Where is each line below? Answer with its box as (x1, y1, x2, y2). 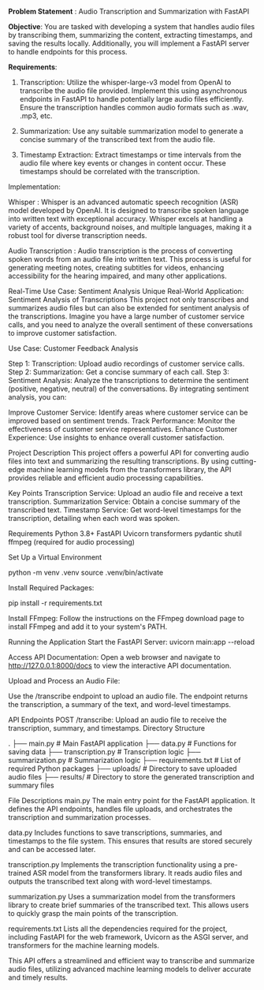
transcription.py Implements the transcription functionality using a (8, 860, 222, 869)
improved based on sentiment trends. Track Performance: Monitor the (8, 416, 236, 425)
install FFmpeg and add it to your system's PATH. (8, 622, 168, 631)
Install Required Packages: (8, 583, 95, 592)
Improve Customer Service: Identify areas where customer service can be (8, 408, 248, 417)
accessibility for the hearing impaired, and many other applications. (8, 271, 227, 281)
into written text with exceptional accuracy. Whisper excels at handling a (8, 214, 244, 223)
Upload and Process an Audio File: (8, 676, 121, 685)
